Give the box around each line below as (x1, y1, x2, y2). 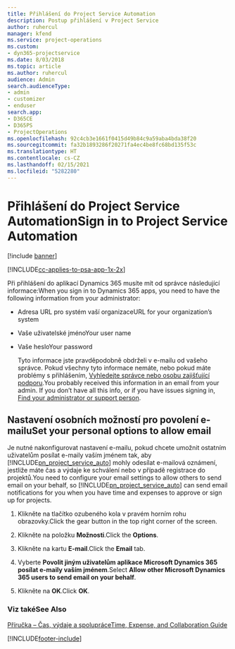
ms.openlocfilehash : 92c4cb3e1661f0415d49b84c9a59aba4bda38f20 (7, 135, 197, 142)
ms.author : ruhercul (7, 69, 68, 76)
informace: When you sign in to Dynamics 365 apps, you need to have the (7, 286, 220, 295)
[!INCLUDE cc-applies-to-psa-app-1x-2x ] (7, 265, 126, 274)
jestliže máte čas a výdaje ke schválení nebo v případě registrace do (7, 466, 205, 475)
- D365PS (7, 121, 33, 129)
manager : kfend (7, 30, 52, 37)
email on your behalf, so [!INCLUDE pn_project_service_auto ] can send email (7, 481, 228, 490)
